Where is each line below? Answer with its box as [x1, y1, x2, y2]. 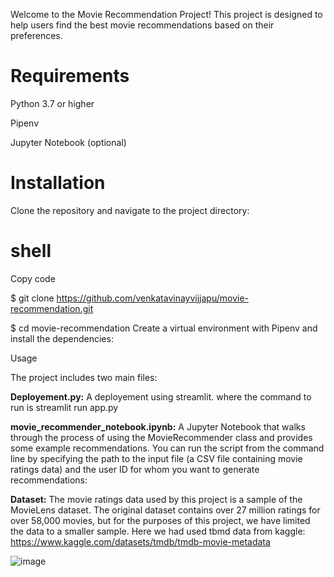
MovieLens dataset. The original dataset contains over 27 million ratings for [10, 504, 321, 516]
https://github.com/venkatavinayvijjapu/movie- [56, 292, 250, 304]
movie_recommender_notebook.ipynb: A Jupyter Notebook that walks [10, 420, 306, 433]
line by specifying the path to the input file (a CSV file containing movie [10, 452, 303, 464]
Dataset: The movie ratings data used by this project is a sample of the [10, 493, 303, 505]
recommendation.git [10, 302, 94, 314]
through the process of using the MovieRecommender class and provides [10, 431, 313, 443]
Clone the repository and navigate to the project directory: [10, 204, 250, 216]
